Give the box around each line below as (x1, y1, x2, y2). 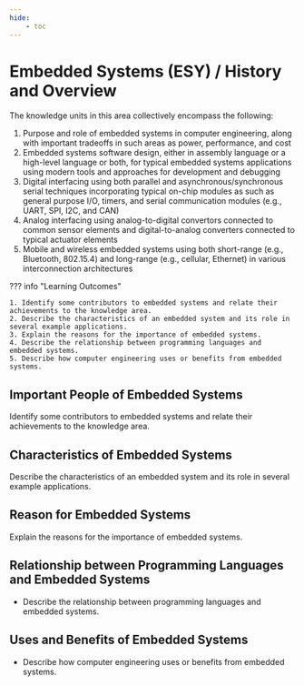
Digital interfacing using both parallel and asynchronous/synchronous (22, 177, 284, 187)
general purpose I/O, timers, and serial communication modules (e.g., (22, 196, 282, 207)
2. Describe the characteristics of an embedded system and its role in (9, 315, 290, 324)
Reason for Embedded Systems (9, 507, 191, 523)
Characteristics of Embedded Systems (9, 447, 233, 462)
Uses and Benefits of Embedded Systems (9, 632, 249, 648)
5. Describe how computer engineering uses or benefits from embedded (9, 354, 282, 364)
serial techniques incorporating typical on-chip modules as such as (22, 186, 275, 197)
